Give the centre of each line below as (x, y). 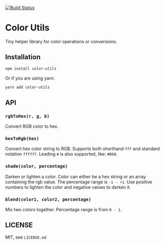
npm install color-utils (31, 69)
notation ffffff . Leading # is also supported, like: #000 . (61, 154)
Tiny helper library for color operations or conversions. (61, 41)
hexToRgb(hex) (22, 139)
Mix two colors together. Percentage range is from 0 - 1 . (63, 210)
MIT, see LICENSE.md (26, 237)
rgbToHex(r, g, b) (27, 116)
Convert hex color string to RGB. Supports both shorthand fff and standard (82, 149)
